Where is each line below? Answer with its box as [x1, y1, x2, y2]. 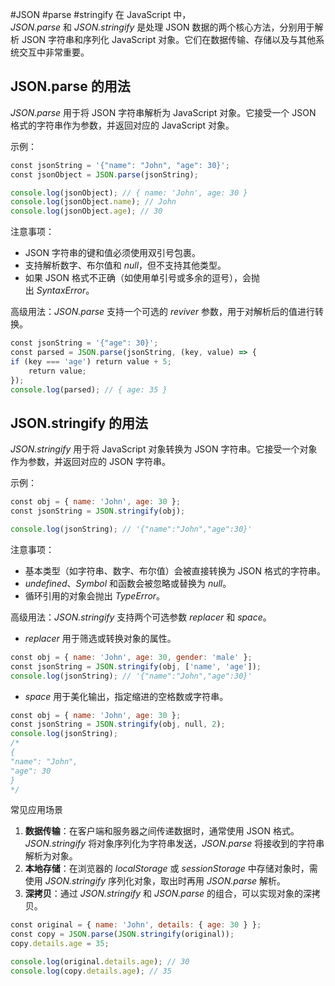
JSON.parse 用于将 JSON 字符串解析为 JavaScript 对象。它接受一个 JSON [10, 106, 317, 118]
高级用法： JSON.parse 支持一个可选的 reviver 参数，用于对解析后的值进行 [10, 306, 315, 318]
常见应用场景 [10, 804, 63, 816]
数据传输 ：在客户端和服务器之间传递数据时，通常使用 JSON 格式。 [24, 825, 300, 837]
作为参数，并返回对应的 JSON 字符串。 [10, 456, 172, 468]
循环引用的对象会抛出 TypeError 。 [24, 589, 166, 602]
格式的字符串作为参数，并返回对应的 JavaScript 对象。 [10, 119, 235, 131]
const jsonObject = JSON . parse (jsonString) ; [10, 169, 199, 180]
